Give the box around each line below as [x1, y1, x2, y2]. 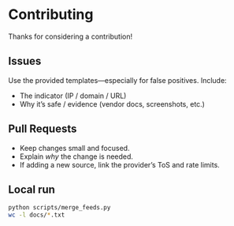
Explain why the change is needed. [19, 152, 134, 161]
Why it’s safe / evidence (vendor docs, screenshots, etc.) [19, 99, 205, 108]
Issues [8, 55, 42, 68]
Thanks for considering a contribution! [8, 32, 132, 41]
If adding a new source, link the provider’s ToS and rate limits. [19, 160, 221, 169]
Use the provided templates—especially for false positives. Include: [8, 75, 227, 85]
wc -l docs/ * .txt [8, 211, 65, 219]
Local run [8, 183, 55, 196]
